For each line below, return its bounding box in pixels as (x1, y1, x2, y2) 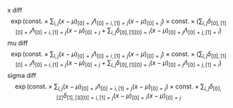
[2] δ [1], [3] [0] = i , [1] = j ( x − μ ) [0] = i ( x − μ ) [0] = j (56, 91, 181, 101)
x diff (7, 6, 23, 14)
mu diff (7, 39, 28, 47)
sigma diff (7, 72, 37, 80)
